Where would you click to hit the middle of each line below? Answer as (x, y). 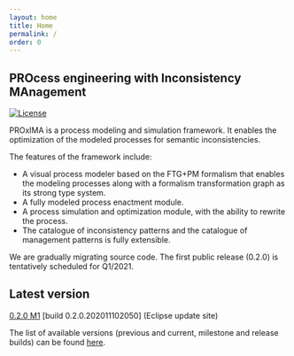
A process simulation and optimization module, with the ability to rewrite (154, 212)
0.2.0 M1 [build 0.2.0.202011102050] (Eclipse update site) (114, 315)
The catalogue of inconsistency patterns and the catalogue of (135, 230)
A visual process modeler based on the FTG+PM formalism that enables (153, 174)
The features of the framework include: (81, 157)
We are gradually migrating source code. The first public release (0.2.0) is (144, 257)
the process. (45, 221)
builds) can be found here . (58, 342)
